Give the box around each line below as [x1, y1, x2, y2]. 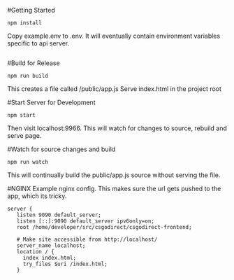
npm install [7, 20, 42, 27]
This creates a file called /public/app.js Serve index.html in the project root [7, 85, 222, 93]
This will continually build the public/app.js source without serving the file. [7, 171, 221, 179]
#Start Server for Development [7, 98, 96, 106]
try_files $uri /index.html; [22, 260, 108, 267]
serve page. [7, 132, 42, 139]
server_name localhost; [16, 242, 86, 249]
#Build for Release [7, 59, 61, 67]
